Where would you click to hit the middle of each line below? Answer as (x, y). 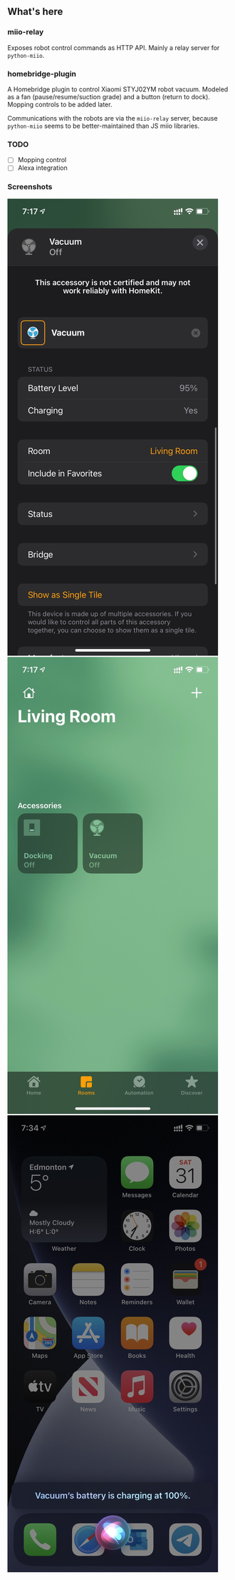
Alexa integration (42, 168)
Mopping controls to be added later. (60, 104)
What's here (35, 12)
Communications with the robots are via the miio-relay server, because (113, 118)
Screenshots (30, 187)
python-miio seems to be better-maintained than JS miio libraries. (104, 126)
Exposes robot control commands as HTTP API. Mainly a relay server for (114, 47)
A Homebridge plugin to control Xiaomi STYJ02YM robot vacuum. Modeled (118, 89)
